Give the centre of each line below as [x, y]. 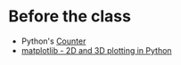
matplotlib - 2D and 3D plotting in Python [96, 50]
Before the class [70, 16]
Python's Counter [53, 41]
